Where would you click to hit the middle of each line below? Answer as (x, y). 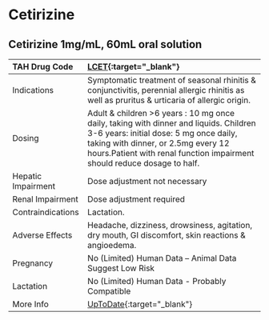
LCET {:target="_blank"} (134, 67)
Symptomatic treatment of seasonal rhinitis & (172, 80)
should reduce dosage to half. (144, 163)
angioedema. (112, 245)
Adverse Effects (42, 235)
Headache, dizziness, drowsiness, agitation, (170, 225)
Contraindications (46, 212)
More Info (31, 304)
